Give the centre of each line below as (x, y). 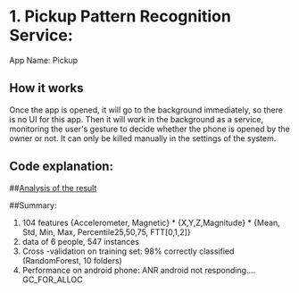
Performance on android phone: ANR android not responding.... (139, 270)
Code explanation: (62, 167)
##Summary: (33, 205)
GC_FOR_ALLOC (52, 280)
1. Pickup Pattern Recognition (120, 17)
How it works (46, 88)
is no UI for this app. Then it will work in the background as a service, (137, 119)
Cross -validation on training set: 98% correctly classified (128, 251)
